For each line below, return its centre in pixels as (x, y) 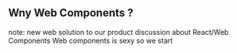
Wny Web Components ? (71, 13)
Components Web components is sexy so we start (91, 40)
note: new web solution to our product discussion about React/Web (118, 32)
